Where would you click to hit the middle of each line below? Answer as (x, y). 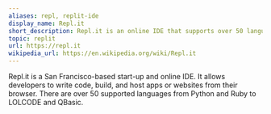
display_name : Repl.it (46, 23)
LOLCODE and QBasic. (46, 102)
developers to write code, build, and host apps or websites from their (123, 85)
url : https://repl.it (45, 46)
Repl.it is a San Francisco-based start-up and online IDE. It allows (117, 76)
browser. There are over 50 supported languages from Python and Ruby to (132, 93)
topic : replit (32, 38)
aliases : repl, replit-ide (54, 16)
